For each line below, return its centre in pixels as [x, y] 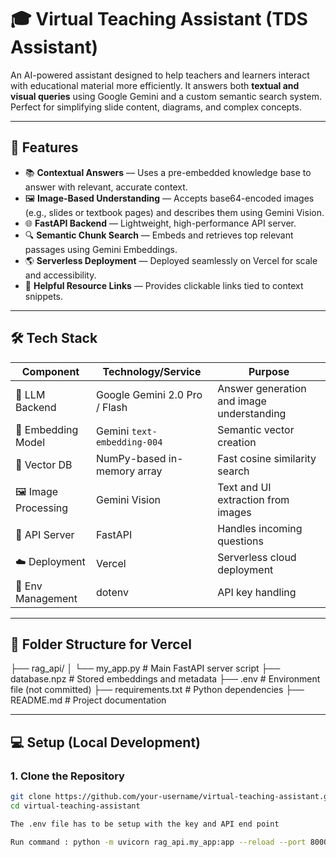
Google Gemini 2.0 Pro [149, 394]
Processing [42, 508]
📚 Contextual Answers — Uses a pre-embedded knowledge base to [168, 172]
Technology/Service [152, 371]
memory [115, 471]
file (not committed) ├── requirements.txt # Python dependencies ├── [157, 690]
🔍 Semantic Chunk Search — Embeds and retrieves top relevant [159, 235]
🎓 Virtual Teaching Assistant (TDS [159, 19]
